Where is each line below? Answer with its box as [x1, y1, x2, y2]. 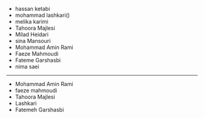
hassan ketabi [15, 5, 50, 12]
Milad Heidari [15, 31, 49, 38]
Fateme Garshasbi [15, 57, 61, 64]
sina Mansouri [15, 38, 51, 44]
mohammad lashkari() [15, 11, 70, 19]
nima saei [15, 63, 39, 70]
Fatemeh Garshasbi [15, 106, 64, 113]
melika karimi [15, 18, 49, 25]
